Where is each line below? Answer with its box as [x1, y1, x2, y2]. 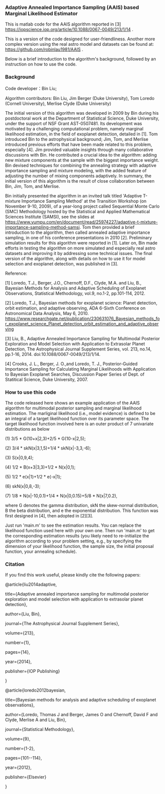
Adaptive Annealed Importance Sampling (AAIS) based [5, 4, 139, 11]
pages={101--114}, [5, 755, 42, 761]
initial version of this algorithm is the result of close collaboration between [5, 178, 155, 184]
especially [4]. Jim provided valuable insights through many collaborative [5, 147, 153, 153]
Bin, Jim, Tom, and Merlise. [5, 183, 60, 189]
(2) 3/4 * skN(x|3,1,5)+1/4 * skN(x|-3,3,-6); [5, 445, 91, 451]
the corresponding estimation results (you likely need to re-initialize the [5, 533, 149, 539]
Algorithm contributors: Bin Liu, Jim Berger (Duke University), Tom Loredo [5, 95, 155, 101]
